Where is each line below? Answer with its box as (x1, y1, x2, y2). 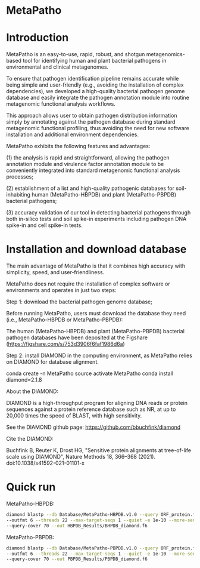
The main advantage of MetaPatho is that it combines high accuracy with (6, 262, 186, 269)
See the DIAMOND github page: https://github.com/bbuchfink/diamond (6, 423, 181, 431)
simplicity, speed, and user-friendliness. (6, 269, 105, 276)
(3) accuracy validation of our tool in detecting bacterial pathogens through (6, 209, 191, 216)
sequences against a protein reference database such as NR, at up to (6, 406, 176, 413)
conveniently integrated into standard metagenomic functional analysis (6, 167, 180, 174)
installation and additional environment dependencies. (6, 131, 139, 138)
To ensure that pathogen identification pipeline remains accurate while (6, 75, 179, 82)
